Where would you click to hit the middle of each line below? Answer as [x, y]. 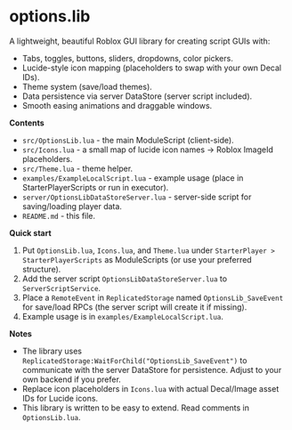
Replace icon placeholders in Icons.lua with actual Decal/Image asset [150, 388]
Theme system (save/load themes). [87, 86]
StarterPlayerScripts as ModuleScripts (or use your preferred [137, 259]
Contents [27, 123]
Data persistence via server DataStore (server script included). [137, 96]
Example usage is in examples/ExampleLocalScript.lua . [123, 316]
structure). [41, 269]
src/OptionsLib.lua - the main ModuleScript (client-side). [128, 140]
